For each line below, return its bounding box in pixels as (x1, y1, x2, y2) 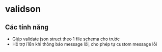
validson (5, 3, 41, 15)
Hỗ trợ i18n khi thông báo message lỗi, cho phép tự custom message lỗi (12, 41, 157, 47)
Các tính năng (5, 23, 49, 31)
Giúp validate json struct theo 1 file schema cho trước (12, 36, 120, 42)
